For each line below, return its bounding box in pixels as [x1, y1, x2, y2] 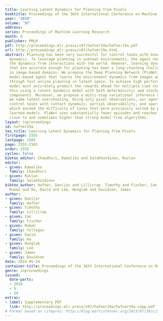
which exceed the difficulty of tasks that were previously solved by [9, 106, 155, 111]
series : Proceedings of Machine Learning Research [5, 30, 110, 34]
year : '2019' [5, 16, 32, 21]
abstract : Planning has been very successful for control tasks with [5, 52, 149, 57]
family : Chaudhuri [9, 169, 47, 174]
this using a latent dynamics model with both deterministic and [9, 88, 145, 93]
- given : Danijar [5, 196, 40, 201]
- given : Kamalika [5, 165, 42, 169]
